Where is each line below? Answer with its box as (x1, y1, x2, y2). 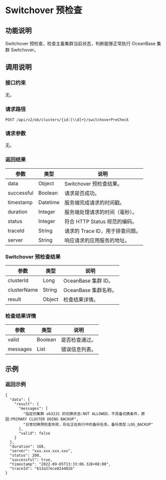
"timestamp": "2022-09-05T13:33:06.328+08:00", (10, 461, 111, 466)
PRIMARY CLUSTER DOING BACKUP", (11, 417, 79, 422)
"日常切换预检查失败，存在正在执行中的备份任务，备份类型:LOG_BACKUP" (23, 422, 153, 427)
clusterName (8, 286, 38, 293)
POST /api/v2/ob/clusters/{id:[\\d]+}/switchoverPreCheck (5, 117, 129, 122)
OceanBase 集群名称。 (63, 287, 117, 294)
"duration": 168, (10, 444, 46, 449)
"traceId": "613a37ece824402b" (10, 466, 75, 471)
